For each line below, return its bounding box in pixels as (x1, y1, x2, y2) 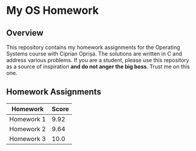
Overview (6, 28, 44, 38)
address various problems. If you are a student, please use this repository (6, 57, 189, 63)
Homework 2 (9, 124, 46, 133)
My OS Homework (6, 4, 100, 18)
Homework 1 (9, 115, 46, 123)
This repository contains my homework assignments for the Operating (6, 43, 180, 51)
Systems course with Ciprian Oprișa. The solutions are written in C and (6, 50, 182, 57)
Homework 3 (9, 134, 46, 143)
